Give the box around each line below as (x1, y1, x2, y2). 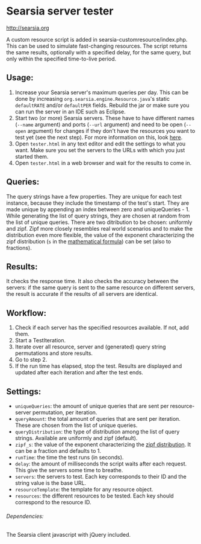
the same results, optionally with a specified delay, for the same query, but (6, 48, 191, 56)
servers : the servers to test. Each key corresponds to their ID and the (14, 473, 187, 480)
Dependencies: (6, 512, 44, 520)
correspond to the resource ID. (14, 499, 91, 505)
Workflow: (6, 308, 47, 318)
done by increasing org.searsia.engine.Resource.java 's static (14, 95, 170, 102)
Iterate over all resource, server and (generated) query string (14, 343, 167, 351)
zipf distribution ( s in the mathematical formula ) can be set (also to (6, 237, 172, 245)
